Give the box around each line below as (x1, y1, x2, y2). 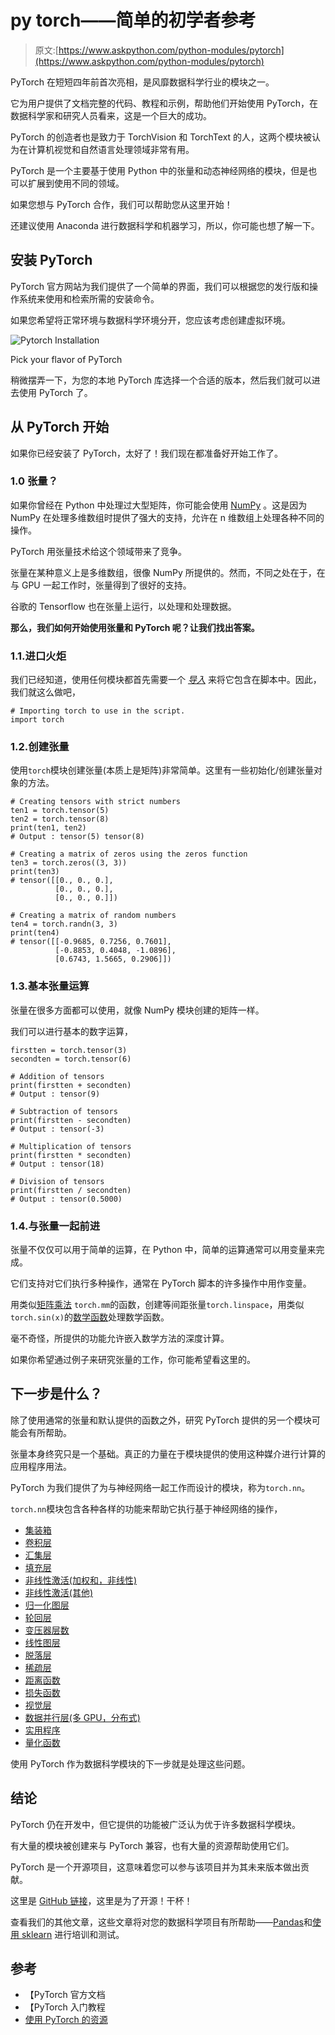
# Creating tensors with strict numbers (10, 797, 182, 807)
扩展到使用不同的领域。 (27, 177, 125, 189)
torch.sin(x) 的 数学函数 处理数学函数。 (10, 1311, 170, 1323)
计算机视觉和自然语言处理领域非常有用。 (27, 143, 195, 155)
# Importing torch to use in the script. (10, 706, 186, 716)
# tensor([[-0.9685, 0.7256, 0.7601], (10, 937, 172, 947)
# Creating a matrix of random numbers (10, 911, 177, 921)
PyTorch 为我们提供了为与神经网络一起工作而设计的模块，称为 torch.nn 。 (10, 1481, 311, 1493)
